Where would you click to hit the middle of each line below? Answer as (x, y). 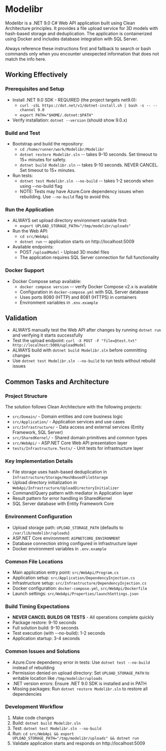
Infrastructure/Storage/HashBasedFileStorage (60, 478)
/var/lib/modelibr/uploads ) (41, 533)
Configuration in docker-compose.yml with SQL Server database (84, 292)
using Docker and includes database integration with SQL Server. (72, 39)
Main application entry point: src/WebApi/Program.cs (65, 572)
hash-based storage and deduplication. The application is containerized (79, 33)
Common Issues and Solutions (43, 651)
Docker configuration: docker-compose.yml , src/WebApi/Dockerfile (80, 588)
